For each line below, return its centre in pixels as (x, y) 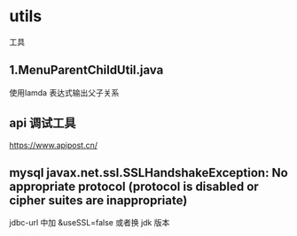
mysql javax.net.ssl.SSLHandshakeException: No (148, 173)
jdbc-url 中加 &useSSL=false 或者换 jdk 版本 (90, 223)
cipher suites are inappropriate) (98, 200)
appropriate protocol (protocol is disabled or (134, 186)
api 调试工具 (43, 123)
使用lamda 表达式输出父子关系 (64, 92)
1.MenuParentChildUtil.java (86, 70)
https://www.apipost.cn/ (54, 145)
